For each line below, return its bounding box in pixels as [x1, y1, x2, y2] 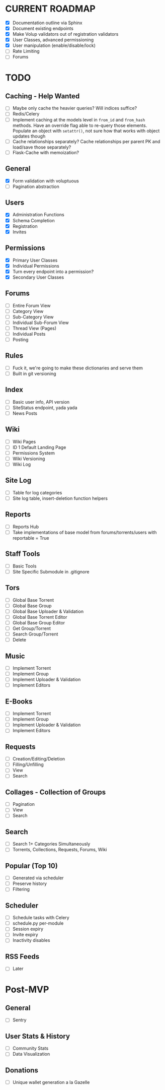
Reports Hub [12, 524, 39, 530]
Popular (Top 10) [5, 861, 58, 870]
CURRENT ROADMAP [5, 3, 96, 15]
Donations [5, 1066, 39, 1074]
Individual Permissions [12, 263, 59, 269]
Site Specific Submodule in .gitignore [12, 568, 90, 574]
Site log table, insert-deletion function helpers [12, 495, 108, 501]
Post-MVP [5, 984, 49, 995]
